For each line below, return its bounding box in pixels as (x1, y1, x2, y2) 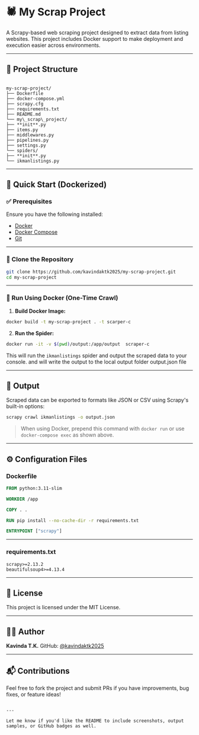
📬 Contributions (6, 666, 70, 676)
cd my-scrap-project (6, 274, 57, 280)
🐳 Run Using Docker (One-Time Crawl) (6, 294, 118, 302)
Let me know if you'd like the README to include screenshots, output (6, 718, 184, 724)
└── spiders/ (6, 147, 38, 154)
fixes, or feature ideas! (6, 691, 61, 698)
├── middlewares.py (6, 132, 54, 138)
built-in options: (6, 403, 45, 410)
